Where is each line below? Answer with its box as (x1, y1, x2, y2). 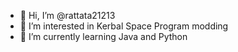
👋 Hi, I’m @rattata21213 (19, 10, 116, 21)
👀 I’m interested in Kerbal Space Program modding (19, 20, 229, 32)
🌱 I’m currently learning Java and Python (19, 31, 188, 42)
